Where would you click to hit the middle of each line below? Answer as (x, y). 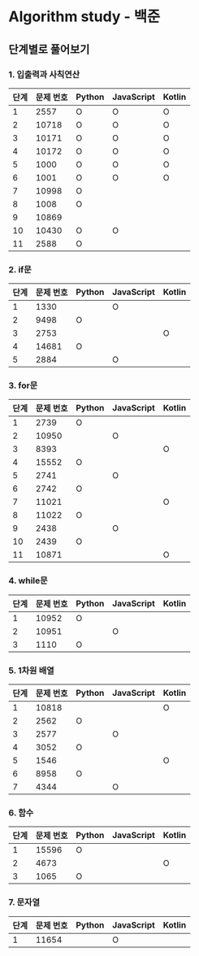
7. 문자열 (24, 902)
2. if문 (20, 269)
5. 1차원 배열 (31, 670)
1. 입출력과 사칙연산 (44, 74)
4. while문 (28, 580)
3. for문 (23, 385)
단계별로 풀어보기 (49, 49)
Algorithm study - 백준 (84, 17)
